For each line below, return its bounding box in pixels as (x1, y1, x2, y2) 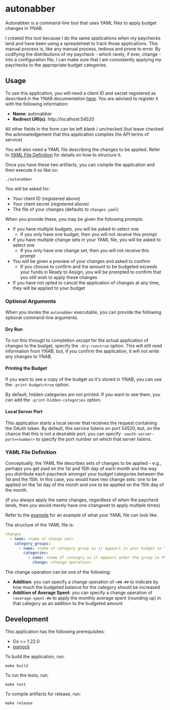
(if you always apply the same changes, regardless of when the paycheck (5, 497, 159, 503)
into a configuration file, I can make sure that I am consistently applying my (5, 56, 162, 62)
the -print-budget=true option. (5, 382, 70, 388)
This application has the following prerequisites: (5, 628, 105, 635)
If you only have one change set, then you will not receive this (20, 247, 149, 253)
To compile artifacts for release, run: (5, 691, 81, 697)
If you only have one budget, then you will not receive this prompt (20, 231, 157, 237)
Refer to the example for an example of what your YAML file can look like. (5, 512, 158, 518)
